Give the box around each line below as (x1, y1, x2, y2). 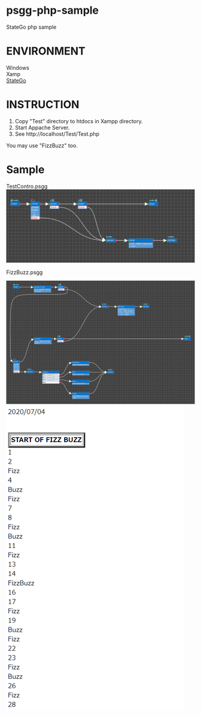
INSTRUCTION (6, 98, 80, 111)
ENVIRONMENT (6, 44, 86, 58)
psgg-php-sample (6, 4, 99, 17)
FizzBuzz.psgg (6, 269, 43, 276)
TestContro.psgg (6, 182, 48, 190)
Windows (6, 64, 30, 71)
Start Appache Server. (14, 124, 70, 131)
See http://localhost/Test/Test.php (14, 130, 100, 138)
